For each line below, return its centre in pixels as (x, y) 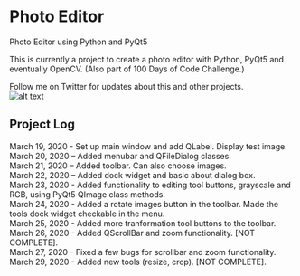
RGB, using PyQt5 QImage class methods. (87, 194)
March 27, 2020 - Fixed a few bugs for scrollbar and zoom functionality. (143, 252)
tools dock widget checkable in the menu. (87, 214)
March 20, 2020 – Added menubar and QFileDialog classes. (121, 156)
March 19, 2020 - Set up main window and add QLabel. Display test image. (148, 146)
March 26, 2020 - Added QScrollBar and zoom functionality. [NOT (132, 233)
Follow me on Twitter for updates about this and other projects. (127, 86)
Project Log (42, 124)
